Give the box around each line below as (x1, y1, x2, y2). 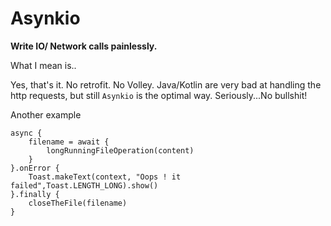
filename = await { (28, 137, 110, 147)
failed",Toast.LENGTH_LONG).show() (10, 180, 159, 191)
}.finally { (10, 189, 60, 199)
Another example (10, 108, 82, 121)
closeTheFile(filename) (28, 198, 128, 208)
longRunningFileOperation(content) (46, 145, 195, 156)
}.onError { (10, 163, 60, 173)
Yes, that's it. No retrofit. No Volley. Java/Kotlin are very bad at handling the (10, 78, 322, 91)
